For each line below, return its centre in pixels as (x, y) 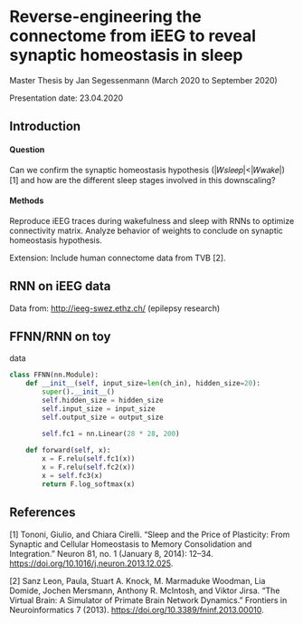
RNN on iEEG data (60, 286)
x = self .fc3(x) (72, 475)
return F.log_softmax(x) (89, 484)
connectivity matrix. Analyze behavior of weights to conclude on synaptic (146, 230)
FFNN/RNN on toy (60, 336)
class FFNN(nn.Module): (54, 375)
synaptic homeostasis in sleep (126, 55)
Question (27, 149)
